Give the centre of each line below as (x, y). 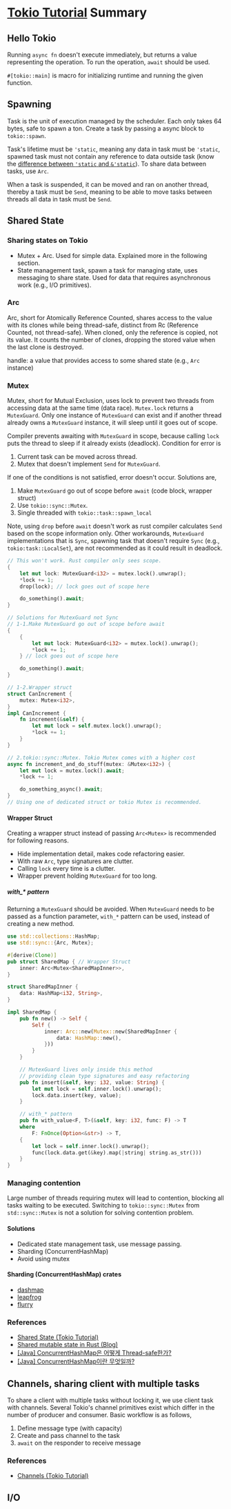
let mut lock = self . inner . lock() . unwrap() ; (97, 1089)
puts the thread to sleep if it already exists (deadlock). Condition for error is (114, 444)
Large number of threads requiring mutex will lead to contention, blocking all (115, 1198)
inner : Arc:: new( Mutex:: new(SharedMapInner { (110, 1032)
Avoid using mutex (43, 1259)
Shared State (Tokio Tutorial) (58, 1337)
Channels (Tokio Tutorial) (53, 1476)
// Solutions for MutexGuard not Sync (63, 618)
